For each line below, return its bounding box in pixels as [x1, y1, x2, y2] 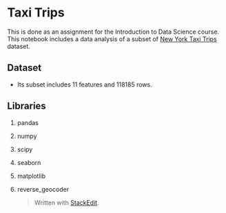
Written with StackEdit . [34, 198, 99, 207]
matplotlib [17, 172, 46, 180]
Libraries [7, 100, 46, 112]
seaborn [17, 158, 41, 166]
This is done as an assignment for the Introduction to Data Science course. [7, 27, 219, 36]
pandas [17, 118, 39, 126]
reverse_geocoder [17, 185, 70, 193]
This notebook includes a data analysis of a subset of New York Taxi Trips [7, 34, 217, 43]
